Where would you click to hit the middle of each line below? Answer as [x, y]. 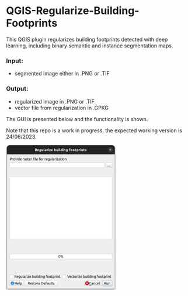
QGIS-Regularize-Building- [73, 11]
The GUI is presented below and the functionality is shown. [77, 119]
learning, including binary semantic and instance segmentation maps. [90, 46]
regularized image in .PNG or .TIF [55, 101]
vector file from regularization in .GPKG [62, 108]
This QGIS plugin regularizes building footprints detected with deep [87, 39]
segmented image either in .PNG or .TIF [62, 74]
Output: [17, 89]
